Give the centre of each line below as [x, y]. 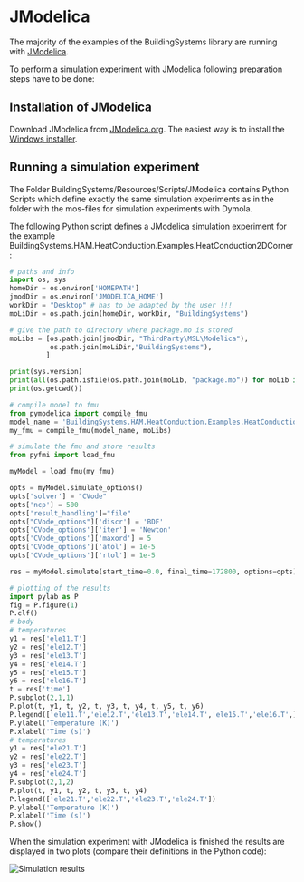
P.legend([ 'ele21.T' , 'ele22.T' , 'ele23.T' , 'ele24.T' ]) [113, 799]
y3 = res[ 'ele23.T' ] [48, 765]
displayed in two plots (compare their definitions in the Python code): [138, 851]
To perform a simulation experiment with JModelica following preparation [146, 69]
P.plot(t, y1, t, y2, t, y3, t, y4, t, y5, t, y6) [107, 706]
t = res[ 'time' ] [40, 690]
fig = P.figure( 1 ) [44, 605]
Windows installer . [43, 139]
